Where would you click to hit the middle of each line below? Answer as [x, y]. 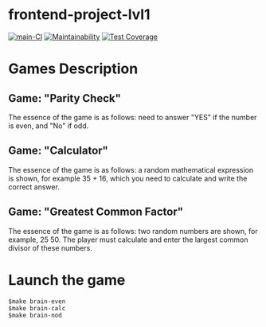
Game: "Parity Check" [65, 98]
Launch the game [67, 280]
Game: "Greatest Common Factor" [96, 212]
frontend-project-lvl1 [79, 15]
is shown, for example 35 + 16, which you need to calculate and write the [128, 178]
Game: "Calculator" [59, 151]
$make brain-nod [35, 315]
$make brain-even [37, 301]
